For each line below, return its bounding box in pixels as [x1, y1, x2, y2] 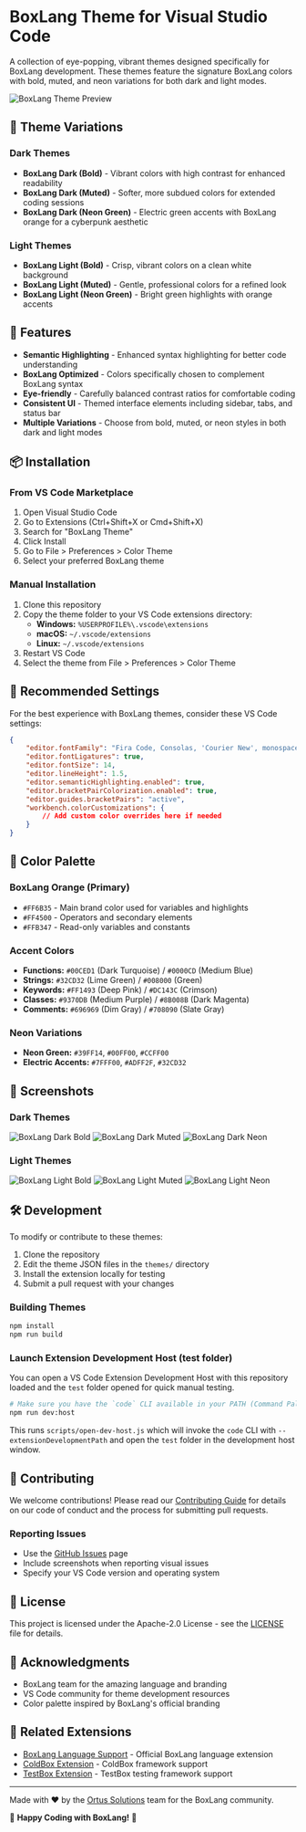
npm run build [9, 1330, 64, 1339]
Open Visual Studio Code [22, 507, 117, 518]
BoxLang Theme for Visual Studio [9, 6, 269, 27]
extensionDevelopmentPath [9, 1436, 107, 1446]
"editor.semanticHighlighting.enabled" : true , [25, 778, 206, 787]
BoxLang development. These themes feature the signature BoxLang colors [9, 66, 293, 77]
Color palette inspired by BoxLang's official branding [22, 1698, 220, 1709]
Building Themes [9, 1301, 87, 1314]
